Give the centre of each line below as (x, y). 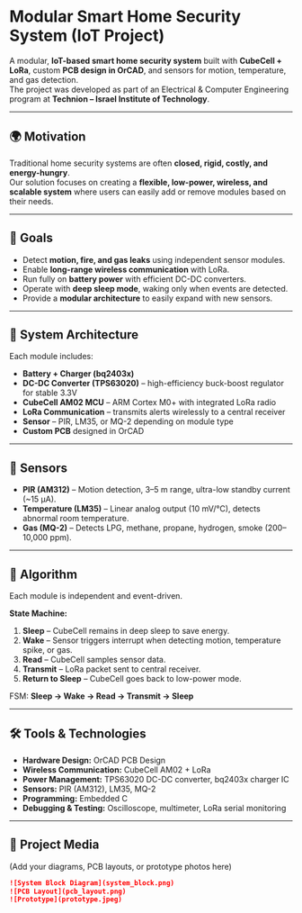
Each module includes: (51, 357)
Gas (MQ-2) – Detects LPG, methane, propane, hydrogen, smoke (142, 528)
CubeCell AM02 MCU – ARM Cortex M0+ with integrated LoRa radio (149, 402)
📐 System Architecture (74, 334)
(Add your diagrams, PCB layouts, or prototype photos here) (120, 866)
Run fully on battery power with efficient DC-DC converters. (134, 279)
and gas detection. (44, 79)
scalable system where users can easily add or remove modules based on (148, 192)
